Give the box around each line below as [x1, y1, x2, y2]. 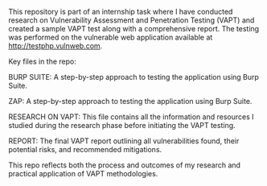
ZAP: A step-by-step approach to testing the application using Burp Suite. [8, 97, 253, 105]
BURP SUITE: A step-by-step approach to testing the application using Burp [8, 72, 260, 81]
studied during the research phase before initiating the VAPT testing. [8, 121, 236, 130]
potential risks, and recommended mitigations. [8, 145, 162, 154]
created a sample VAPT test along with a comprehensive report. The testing [8, 24, 260, 33]
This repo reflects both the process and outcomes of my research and [8, 160, 241, 170]
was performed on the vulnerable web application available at [8, 32, 213, 42]
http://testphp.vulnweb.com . [8, 41, 103, 51]
